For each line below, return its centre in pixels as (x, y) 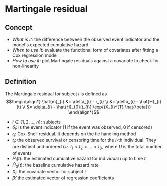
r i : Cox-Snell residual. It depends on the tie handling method (74, 134)
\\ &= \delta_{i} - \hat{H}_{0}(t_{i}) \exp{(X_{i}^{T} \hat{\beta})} (87, 107)
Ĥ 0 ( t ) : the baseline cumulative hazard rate (55, 166)
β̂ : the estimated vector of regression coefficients (63, 178)
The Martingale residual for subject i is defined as (56, 94)
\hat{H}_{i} (151, 101)
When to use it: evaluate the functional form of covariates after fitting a (85, 50)
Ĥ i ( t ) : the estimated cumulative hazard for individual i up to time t (79, 159)
